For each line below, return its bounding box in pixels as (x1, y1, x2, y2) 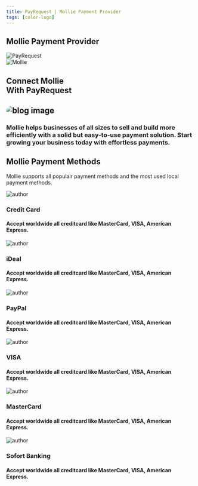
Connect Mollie (6, 76, 64, 86)
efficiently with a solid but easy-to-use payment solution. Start (6, 131, 193, 139)
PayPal (6, 304, 27, 312)
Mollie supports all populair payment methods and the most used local (6, 173, 179, 180)
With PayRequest (6, 85, 72, 96)
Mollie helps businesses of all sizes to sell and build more (6, 124, 175, 132)
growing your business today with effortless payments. (6, 139, 171, 147)
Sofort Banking (6, 452, 51, 460)
